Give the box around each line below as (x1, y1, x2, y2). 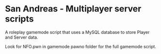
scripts (5, 13, 34, 24)
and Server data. (5, 34, 39, 40)
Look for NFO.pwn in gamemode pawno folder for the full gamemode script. (5, 43, 156, 49)
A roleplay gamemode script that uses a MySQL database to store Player (5, 29, 150, 35)
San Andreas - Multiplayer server (5, 3, 142, 14)
